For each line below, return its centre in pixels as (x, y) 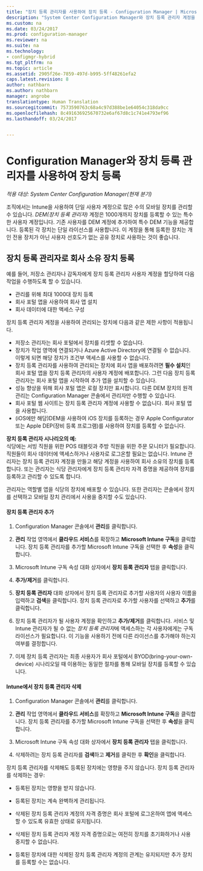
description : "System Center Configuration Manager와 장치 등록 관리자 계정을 (101, 18)
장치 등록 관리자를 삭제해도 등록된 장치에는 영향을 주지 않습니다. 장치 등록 (92, 768)
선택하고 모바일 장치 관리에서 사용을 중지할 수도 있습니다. (79, 497)
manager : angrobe (28, 96)
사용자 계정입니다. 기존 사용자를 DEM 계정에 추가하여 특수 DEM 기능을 (95, 222)
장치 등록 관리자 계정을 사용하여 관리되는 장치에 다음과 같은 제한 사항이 (89, 322)
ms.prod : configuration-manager (47, 34)
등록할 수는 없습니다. (46, 862)
